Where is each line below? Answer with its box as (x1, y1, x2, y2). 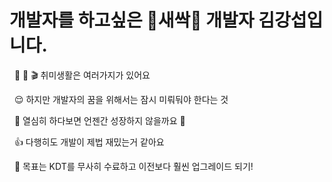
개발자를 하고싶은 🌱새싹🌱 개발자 (9, 9, 255, 32)
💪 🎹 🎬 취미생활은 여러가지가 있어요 (13, 69, 151, 81)
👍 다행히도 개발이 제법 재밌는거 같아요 (13, 136, 165, 148)
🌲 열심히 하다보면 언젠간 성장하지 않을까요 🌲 (13, 114, 186, 126)
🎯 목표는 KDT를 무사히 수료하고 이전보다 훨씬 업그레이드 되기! (13, 160, 254, 172)
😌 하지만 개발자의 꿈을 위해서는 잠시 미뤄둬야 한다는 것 (13, 93, 229, 105)
